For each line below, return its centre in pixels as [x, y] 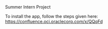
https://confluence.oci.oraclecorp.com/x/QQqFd [54, 22]
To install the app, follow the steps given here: [52, 16]
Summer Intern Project [28, 7]
